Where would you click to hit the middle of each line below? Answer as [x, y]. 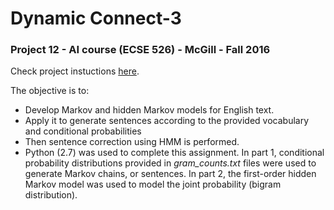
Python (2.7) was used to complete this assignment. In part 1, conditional [174, 153]
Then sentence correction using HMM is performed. [132, 142]
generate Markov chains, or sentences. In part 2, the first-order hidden [170, 174]
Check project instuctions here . [75, 71]
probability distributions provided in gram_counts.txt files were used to [170, 163]
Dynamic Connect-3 [96, 18]
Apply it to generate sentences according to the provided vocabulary [167, 121]
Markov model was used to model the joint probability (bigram [153, 184]
